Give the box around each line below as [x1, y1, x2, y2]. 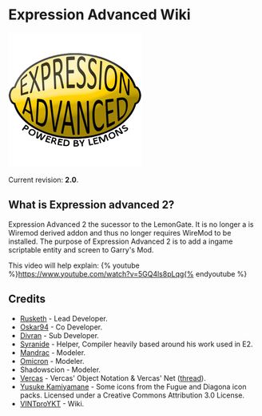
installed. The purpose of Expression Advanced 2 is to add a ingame [8, 236, 233, 246]
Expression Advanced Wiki [8, 6, 191, 24]
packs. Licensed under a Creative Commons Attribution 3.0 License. [19, 390, 245, 400]
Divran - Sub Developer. [19, 330, 100, 340]
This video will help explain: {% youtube [8, 261, 140, 270]
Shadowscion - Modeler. [19, 365, 101, 374]
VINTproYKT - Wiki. [19, 398, 85, 408]
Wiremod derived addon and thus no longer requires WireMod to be [8, 228, 232, 237]
